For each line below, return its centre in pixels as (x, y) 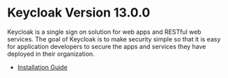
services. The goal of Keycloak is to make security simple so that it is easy (114, 39)
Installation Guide (42, 67)
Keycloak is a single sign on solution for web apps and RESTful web (104, 32)
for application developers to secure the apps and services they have (107, 46)
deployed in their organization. (51, 54)
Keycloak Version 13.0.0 (79, 13)
